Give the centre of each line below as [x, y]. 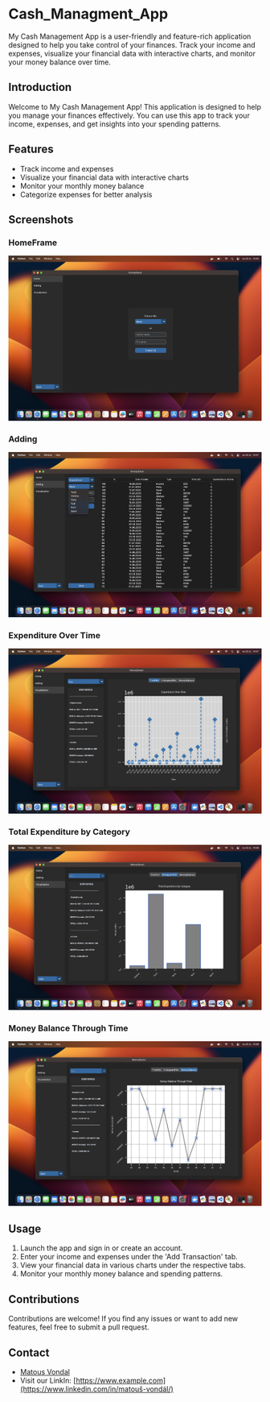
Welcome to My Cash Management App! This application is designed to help [135, 106]
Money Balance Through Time [68, 1028]
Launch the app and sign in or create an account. [101, 1248]
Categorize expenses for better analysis [86, 194]
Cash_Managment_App [88, 14]
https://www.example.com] [121, 1380]
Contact [29, 1352]
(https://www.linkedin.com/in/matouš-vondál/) [97, 1389]
